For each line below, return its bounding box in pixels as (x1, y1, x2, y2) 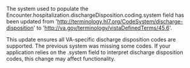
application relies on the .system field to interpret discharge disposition (6, 49, 183, 56)
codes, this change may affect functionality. (6, 55, 116, 62)
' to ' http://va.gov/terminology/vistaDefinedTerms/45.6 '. (33, 24, 172, 31)
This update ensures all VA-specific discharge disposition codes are (6, 36, 176, 43)
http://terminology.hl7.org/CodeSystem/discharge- (57, 18, 183, 25)
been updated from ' (6, 18, 57, 25)
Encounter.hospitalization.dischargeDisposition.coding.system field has (6, 11, 185, 19)
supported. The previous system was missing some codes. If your (6, 42, 171, 49)
